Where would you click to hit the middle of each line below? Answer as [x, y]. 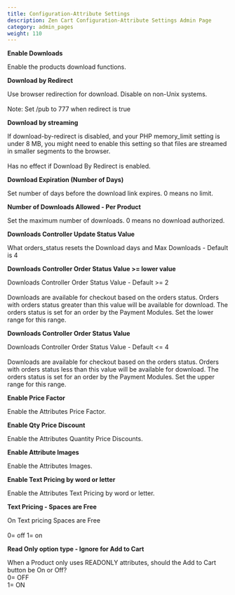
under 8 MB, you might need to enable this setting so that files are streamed [117, 144]
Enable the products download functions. [67, 67]
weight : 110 [25, 33]
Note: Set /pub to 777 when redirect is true [69, 109]
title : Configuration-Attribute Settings [69, 14]
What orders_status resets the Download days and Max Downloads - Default [118, 248]
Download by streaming [43, 123]
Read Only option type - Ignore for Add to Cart [76, 549]
